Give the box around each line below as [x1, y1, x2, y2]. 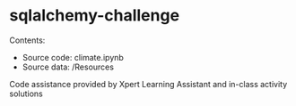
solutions [9, 88, 43, 99]
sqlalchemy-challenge [9, 5, 180, 26]
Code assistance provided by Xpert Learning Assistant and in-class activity [9, 78, 288, 89]
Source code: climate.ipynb [22, 52, 124, 62]
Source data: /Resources [22, 61, 115, 72]
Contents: [9, 35, 46, 45]
